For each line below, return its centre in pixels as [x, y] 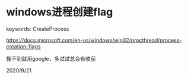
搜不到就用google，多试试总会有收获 [51, 58]
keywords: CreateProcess [38, 29]
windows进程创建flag [60, 12]
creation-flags [23, 46]
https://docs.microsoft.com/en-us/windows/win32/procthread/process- [94, 40]
